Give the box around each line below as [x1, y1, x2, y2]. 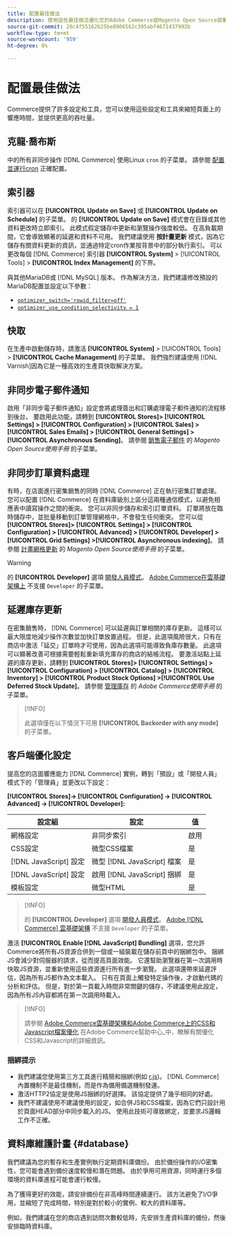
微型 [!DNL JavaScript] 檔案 [91, 857, 182, 866]
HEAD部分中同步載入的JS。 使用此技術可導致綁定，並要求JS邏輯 [35, 1106, 221, 1115]
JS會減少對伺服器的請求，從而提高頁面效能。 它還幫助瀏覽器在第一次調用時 [7, 956, 223, 964]
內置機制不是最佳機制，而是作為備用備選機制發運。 [17, 1081, 164, 1089]
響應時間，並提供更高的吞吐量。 [7, 113, 98, 121]
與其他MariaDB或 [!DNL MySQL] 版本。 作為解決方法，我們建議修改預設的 [7, 273, 218, 281]
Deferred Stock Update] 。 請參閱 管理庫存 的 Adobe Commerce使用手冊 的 [7, 682, 223, 690]
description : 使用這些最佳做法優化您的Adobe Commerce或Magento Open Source [7, 17, 217, 24]
